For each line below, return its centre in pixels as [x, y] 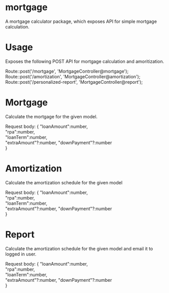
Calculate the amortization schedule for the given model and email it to [79, 248]
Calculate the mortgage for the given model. [52, 116]
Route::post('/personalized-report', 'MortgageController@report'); [74, 82]
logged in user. [21, 254]
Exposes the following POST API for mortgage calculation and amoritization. [85, 61]
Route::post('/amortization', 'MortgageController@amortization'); [73, 76]
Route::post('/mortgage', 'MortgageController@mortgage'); [67, 71]
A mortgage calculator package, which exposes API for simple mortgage [81, 21]
